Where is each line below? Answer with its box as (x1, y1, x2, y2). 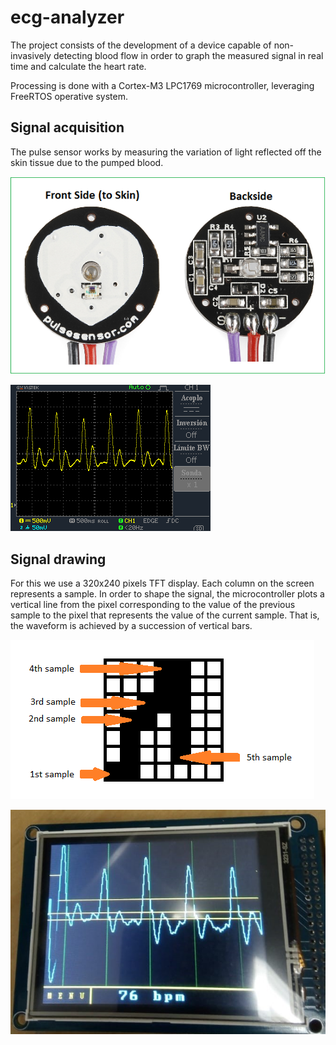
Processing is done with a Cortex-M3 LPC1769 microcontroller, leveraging (10, 79, 315, 91)
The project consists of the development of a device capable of (10, 39, 272, 51)
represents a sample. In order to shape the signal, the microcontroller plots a (10, 588, 325, 600)
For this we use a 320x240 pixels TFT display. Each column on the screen (10, 577, 315, 590)
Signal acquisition (10, 119, 125, 136)
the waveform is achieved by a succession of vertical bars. (10, 620, 253, 632)
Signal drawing (10, 551, 107, 568)
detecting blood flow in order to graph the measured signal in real (53, 49, 324, 61)
